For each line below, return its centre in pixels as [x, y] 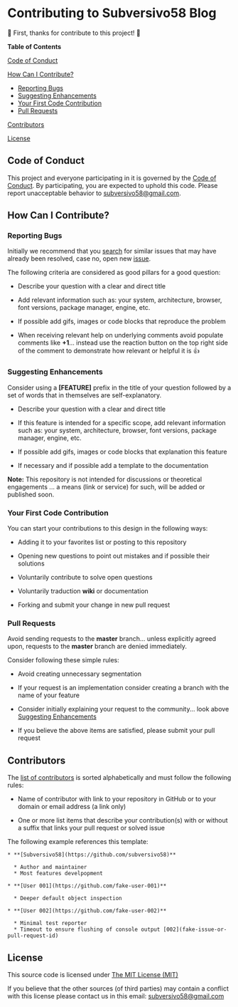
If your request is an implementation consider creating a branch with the [123, 688]
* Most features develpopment [58, 874]
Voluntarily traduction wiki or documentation [83, 591]
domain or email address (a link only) [72, 807]
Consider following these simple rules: [63, 660]
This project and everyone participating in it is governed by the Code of [112, 178]
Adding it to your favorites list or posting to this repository [102, 542]
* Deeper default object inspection [68, 899]
